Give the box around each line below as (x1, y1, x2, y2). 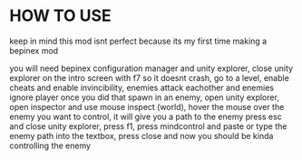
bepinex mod (9, 45, 59, 55)
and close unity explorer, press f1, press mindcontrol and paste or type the (9, 120, 287, 132)
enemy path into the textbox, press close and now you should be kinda (9, 130, 274, 141)
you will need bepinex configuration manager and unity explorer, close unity (9, 63, 293, 74)
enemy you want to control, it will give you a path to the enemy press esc (9, 111, 283, 122)
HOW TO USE (9, 5, 112, 26)
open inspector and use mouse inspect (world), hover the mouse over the (9, 101, 285, 112)
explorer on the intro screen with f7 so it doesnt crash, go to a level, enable (9, 72, 290, 83)
